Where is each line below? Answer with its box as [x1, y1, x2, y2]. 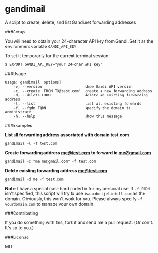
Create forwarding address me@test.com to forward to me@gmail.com [5, 149, 151, 156]
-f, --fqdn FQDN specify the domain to [14, 105, 131, 110]
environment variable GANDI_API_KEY [5, 43, 76, 49]
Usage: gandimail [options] [5, 80, 62, 85]
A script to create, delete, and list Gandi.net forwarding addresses [5, 19, 136, 25]
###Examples [5, 122, 33, 128]
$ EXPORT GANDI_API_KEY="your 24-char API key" [5, 62, 103, 67]
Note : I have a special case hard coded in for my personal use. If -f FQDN [5, 185, 150, 191]
